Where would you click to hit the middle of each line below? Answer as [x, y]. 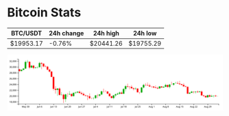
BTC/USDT [27, 33]
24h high [106, 33]
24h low [145, 33]
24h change [67, 33]
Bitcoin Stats [44, 13]
